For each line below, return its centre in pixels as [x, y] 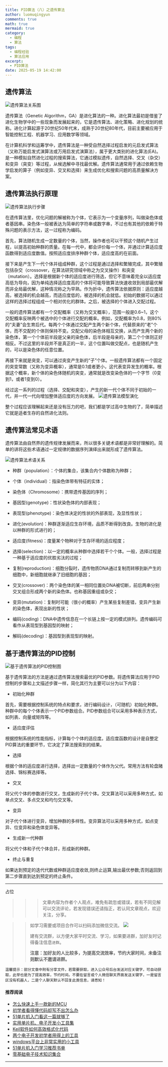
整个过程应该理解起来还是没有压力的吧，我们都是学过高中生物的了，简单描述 [84, 406]
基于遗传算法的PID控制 [40, 653]
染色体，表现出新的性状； [43, 608]
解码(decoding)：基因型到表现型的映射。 [54, 636]
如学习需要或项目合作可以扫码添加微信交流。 [76, 926]
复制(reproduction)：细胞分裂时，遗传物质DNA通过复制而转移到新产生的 [87, 568]
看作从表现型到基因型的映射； [43, 625]
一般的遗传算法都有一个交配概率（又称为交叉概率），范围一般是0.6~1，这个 [82, 312]
